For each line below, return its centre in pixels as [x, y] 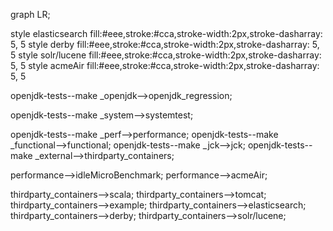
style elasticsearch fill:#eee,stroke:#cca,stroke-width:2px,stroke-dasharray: [166, 33]
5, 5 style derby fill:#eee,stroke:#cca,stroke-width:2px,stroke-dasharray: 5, [165, 44]
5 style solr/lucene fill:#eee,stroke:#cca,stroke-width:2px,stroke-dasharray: [166, 55]
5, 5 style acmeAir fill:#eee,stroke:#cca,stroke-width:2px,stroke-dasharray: [165, 65]
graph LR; [30, 14]
